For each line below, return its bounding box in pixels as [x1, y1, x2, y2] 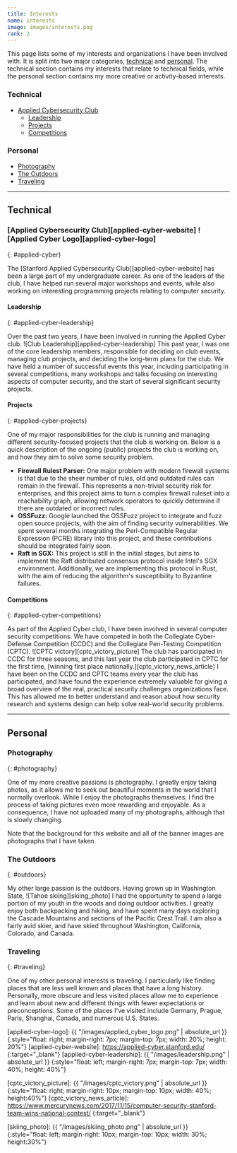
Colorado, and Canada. [7, 929, 75, 937]
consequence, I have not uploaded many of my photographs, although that [7, 807, 225, 817]
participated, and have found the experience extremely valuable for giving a [7, 677, 228, 686]
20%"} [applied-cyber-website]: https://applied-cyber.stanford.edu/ [7, 1043, 205, 1051]
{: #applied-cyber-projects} [7, 416, 87, 425]
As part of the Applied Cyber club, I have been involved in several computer [7, 625, 228, 633]
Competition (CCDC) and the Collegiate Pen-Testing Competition [32, 640, 221, 648]
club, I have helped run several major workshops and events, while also [7, 279, 215, 287]
